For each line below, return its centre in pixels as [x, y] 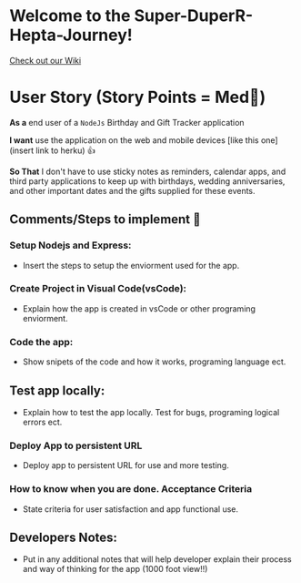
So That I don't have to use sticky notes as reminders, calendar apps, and [148, 171]
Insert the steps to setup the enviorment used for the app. [131, 265]
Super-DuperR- [194, 16]
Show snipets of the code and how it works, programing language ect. [154, 362]
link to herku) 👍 [65, 150]
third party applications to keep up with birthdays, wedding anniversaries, [147, 181]
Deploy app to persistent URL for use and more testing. [125, 465]
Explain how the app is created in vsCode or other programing [139, 308]
